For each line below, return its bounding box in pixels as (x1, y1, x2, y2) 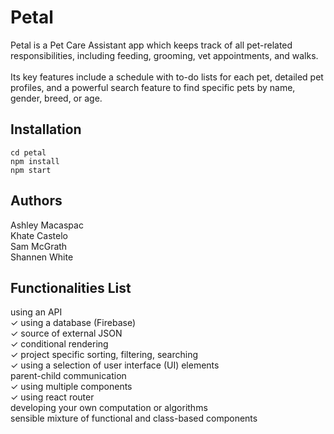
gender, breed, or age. (10, 92, 103, 104)
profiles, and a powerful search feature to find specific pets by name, (10, 81, 296, 93)
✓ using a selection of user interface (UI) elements (10, 359, 220, 371)
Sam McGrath (10, 240, 68, 252)
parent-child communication (10, 370, 127, 382)
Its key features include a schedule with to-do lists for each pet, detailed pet (10, 71, 324, 83)
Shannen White (10, 251, 74, 263)
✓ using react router (10, 391, 95, 403)
